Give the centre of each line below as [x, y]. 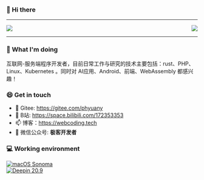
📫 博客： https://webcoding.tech [56, 122]
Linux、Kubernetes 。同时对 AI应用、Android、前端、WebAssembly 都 [95, 71]
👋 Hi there [21, 10]
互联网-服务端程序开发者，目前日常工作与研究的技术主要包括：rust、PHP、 [100, 64]
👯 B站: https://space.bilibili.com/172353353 [69, 115]
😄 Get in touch [29, 95]
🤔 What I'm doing [32, 50]
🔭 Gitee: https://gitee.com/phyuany [59, 108]
